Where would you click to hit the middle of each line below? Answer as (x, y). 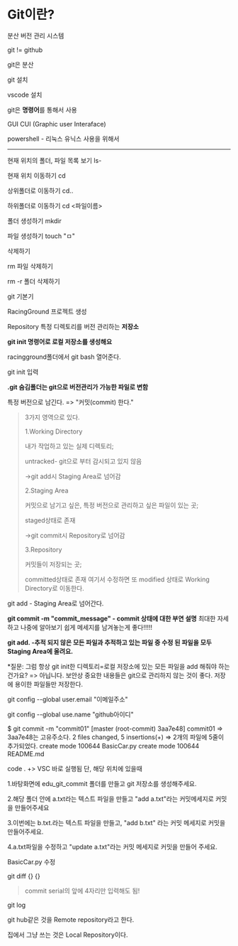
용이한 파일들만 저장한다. (49, 684)
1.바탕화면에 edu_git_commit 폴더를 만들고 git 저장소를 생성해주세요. (102, 783)
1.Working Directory (53, 431)
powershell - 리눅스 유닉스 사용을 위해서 (63, 139)
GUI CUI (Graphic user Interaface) (57, 124)
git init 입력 (23, 372)
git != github (25, 50)
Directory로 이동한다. (55, 588)
